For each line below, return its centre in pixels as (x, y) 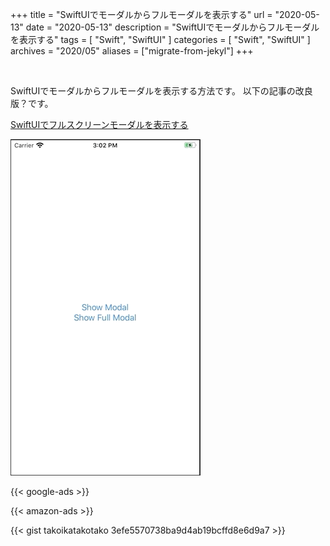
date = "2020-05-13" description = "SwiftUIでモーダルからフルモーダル (172, 27)
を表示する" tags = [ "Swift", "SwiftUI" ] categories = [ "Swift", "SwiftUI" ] (160, 39)
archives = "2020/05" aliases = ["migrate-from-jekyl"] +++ (132, 51)
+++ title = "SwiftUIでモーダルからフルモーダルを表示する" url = (141, 14)
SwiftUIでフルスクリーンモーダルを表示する (99, 124)
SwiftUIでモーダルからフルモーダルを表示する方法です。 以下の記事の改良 (161, 91)
